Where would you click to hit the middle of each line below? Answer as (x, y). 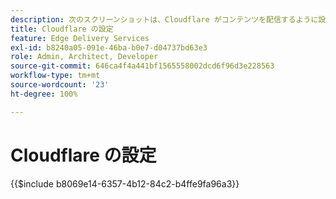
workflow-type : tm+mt (55, 76)
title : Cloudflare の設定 (62, 29)
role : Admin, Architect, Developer (84, 57)
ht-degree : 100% (44, 94)
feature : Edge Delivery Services (80, 38)
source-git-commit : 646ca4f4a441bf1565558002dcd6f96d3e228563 (142, 66)
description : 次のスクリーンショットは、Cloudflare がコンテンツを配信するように (164, 19)
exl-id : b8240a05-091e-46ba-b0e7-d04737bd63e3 (109, 47)
